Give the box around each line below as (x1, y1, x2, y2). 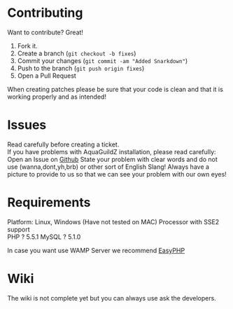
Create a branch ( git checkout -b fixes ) (17, 49, 136, 57)
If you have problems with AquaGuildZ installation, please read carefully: (7, 147, 216, 156)
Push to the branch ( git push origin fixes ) (17, 64, 145, 72)
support (7, 225, 30, 233)
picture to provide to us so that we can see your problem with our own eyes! (7, 170, 227, 178)
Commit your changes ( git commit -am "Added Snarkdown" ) (17, 56, 188, 64)
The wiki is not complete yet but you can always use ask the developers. (7, 294, 217, 302)
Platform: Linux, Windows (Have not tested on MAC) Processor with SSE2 (7, 217, 220, 226)
